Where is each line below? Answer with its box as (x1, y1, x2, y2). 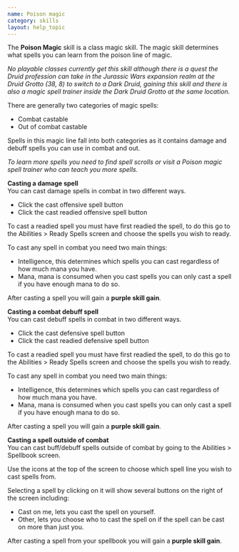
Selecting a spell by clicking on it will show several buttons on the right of (7, 486, 223, 495)
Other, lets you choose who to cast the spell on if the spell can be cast (17, 515, 225, 524)
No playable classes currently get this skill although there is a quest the (7, 65, 219, 73)
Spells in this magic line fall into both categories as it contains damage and (7, 136, 227, 145)
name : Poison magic (7, 10, 66, 18)
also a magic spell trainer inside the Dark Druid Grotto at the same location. (7, 87, 230, 96)
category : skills (7, 17, 59, 24)
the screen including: (7, 494, 70, 503)
